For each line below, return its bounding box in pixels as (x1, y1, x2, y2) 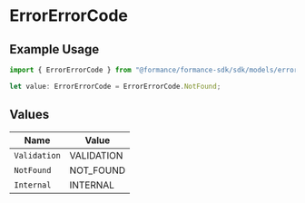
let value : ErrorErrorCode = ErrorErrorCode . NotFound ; (9, 82, 221, 91)
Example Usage (9, 42, 100, 57)
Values (9, 107, 50, 122)
